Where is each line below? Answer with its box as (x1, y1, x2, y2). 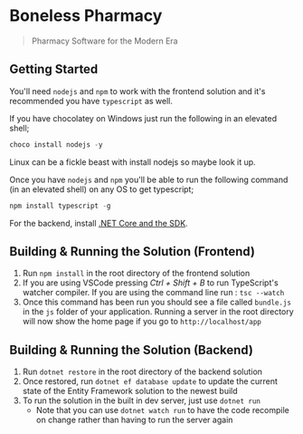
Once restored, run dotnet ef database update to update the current (22, 376, 279, 387)
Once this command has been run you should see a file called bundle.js (22, 296, 292, 308)
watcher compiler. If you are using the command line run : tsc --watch (22, 287, 285, 298)
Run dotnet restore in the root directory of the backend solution (22, 366, 263, 377)
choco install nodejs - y (9, 140, 103, 149)
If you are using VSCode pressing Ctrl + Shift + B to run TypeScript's (22, 277, 279, 288)
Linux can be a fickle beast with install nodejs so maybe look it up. (9, 156, 256, 168)
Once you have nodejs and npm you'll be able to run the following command (9, 174, 289, 185)
